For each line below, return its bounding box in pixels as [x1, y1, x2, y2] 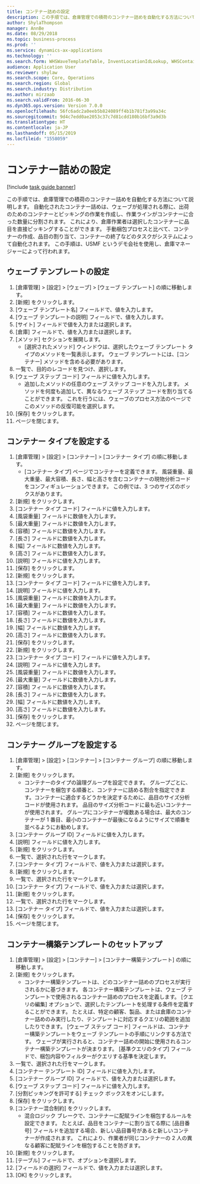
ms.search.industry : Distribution [7, 86, 93, 92]
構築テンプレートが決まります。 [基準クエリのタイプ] [40, 1045, 170, 1052]
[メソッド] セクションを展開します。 [15, 335, 104, 342]
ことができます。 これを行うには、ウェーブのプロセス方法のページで [24, 395, 192, 402]
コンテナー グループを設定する [7, 739, 118, 750]
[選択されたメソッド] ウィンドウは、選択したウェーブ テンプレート [24, 343, 187, 350]
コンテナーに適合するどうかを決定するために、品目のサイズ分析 [34, 794, 191, 801]
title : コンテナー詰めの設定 [7, 8, 70, 15]
